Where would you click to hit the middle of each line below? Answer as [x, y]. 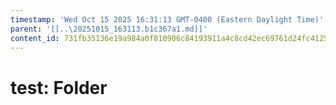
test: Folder [59, 87]
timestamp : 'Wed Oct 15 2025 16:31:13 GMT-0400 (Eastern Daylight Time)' [167, 19]
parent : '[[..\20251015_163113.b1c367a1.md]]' [109, 29]
